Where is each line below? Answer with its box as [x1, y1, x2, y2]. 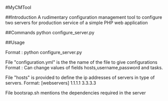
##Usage [5, 39, 25, 45]
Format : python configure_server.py [5, 49, 82, 55]
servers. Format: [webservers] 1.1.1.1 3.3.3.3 [5, 80, 96, 86]
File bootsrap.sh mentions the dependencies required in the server [5, 90, 146, 96]
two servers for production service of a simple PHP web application [5, 20, 148, 26]
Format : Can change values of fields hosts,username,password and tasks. [5, 65, 163, 70]
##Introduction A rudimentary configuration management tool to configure [5, 14, 162, 20]
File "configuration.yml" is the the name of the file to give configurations [5, 59, 158, 65]
